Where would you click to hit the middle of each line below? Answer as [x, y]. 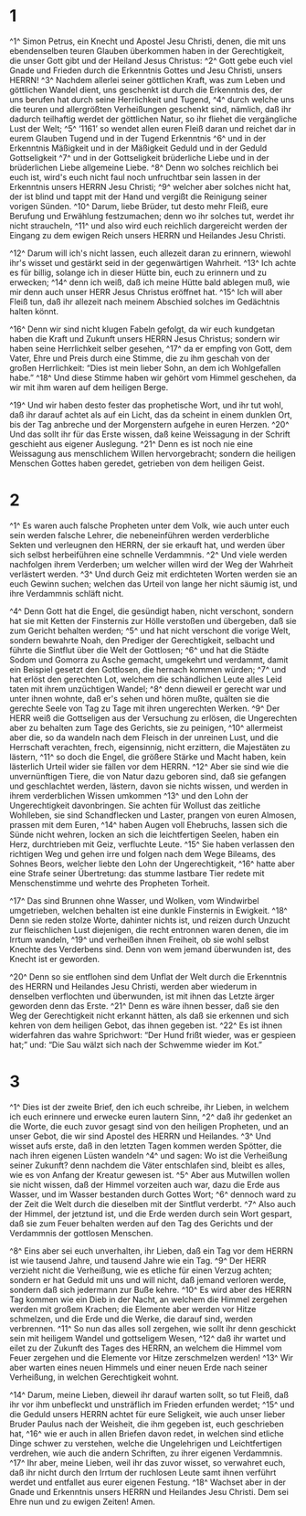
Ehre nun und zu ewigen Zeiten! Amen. [82, 1501]
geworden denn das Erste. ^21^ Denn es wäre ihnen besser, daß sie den [144, 1005]
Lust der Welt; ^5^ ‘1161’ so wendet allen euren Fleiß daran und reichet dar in [153, 128]
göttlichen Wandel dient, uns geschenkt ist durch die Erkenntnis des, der [146, 90]
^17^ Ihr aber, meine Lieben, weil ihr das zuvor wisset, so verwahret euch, [148, 1462]
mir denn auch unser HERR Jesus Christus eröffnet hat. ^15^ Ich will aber [146, 292]
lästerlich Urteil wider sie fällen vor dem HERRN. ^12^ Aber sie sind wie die [149, 766]
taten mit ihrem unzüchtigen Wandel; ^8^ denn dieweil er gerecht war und [148, 689]
